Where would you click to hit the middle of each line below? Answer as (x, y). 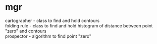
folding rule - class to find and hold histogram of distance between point (79, 25)
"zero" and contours (26, 31)
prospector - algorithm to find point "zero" (48, 36)
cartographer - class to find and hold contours (52, 21)
